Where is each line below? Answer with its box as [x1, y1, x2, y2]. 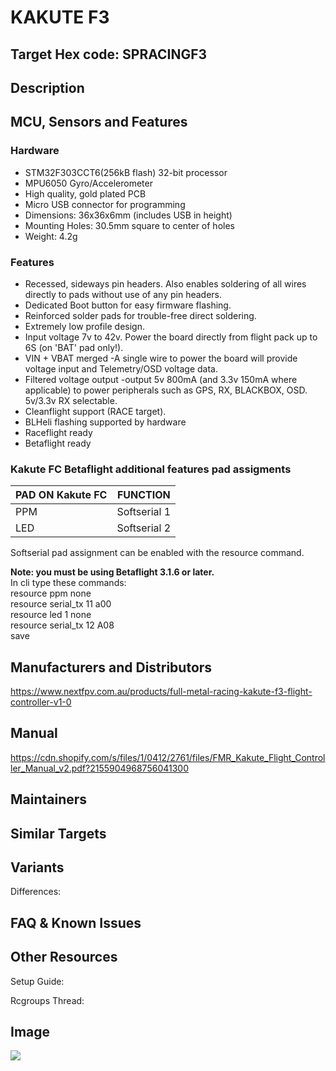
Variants [10, 859, 65, 876]
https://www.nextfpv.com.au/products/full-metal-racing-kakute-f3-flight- [10, 686, 313, 698]
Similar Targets [10, 825, 107, 842]
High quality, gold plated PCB [24, 187, 147, 200]
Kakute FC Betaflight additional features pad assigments [10, 462, 292, 476]
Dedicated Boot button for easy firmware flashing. [24, 299, 232, 311]
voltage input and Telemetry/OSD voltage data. [24, 362, 219, 375]
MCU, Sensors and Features [10, 114, 188, 131]
